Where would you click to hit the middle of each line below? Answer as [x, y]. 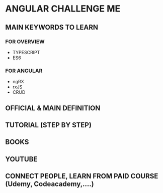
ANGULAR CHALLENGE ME [63, 9]
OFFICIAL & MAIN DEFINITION [53, 108]
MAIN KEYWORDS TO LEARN [52, 27]
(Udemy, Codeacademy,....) [50, 184]
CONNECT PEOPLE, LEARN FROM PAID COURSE [82, 176]
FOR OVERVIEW [25, 42]
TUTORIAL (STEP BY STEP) [49, 125]
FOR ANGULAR [24, 71]
